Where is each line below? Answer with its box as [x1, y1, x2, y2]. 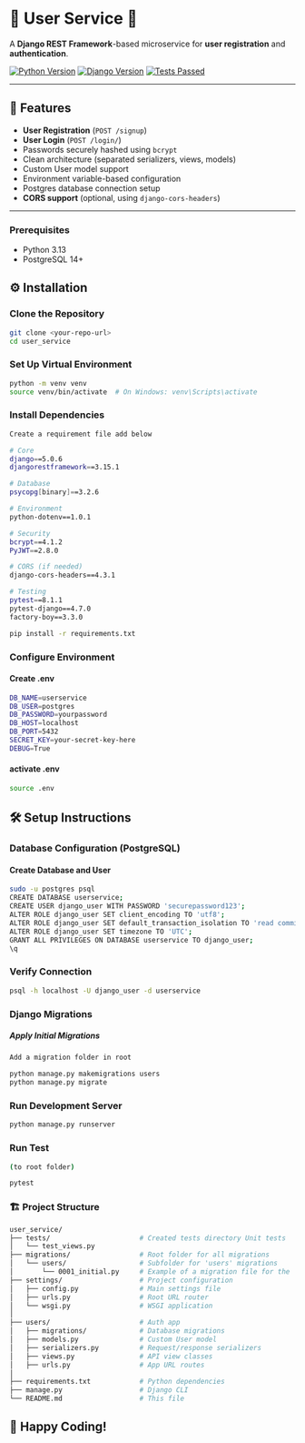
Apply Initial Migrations [9, 1030, 101, 1041]
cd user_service [9, 337, 71, 346]
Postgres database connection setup [22, 182, 161, 194]
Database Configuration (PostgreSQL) [9, 842, 181, 854]
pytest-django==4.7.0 [9, 604, 92, 613]
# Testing [9, 587, 47, 597]
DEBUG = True [9, 743, 51, 753]
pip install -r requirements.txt [9, 629, 136, 638]
